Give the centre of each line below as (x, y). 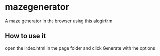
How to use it (26, 36)
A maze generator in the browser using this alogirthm (59, 21)
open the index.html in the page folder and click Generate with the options (80, 48)
